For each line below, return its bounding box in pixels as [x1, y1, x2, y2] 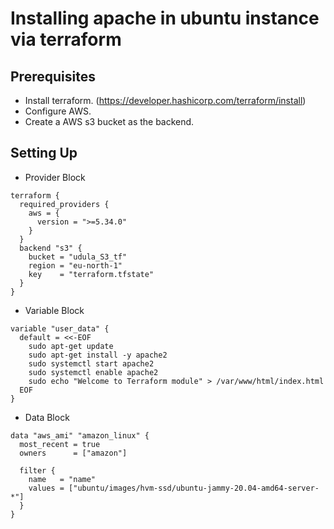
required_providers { [19, 199, 110, 209]
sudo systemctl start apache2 [28, 358, 155, 369]
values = [28, 483, 65, 493]
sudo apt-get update [28, 341, 114, 351]
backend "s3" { [19, 243, 83, 253]
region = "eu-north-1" [28, 260, 123, 271]
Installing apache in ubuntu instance [10, 7, 320, 30]
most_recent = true [19, 439, 101, 449]
